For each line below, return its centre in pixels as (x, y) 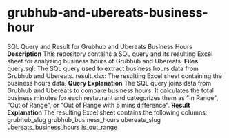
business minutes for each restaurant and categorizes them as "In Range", (113, 97)
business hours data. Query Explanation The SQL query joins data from (109, 83)
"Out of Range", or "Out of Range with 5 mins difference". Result (99, 105)
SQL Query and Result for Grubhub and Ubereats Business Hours (100, 46)
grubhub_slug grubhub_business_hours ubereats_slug (84, 119)
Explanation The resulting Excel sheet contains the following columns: (107, 112)
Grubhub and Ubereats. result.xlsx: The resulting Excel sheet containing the (114, 76)
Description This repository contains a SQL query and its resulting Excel (110, 54)
